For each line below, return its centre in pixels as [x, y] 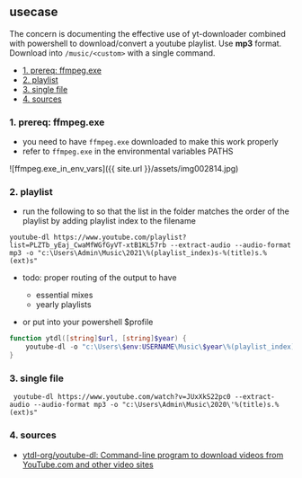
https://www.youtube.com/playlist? [120, 238]
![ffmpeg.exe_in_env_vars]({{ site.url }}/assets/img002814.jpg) [124, 169]
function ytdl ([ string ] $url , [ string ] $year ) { [98, 339]
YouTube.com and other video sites [88, 465]
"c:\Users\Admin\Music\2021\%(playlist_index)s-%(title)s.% [152, 253]
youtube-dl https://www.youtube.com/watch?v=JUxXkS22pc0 [122, 397]
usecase [34, 12]
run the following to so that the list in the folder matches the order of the [155, 211]
